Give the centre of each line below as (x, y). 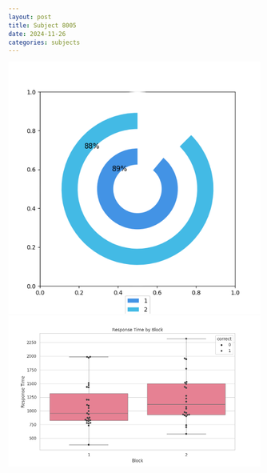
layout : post (30, 17)
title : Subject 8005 (43, 25)
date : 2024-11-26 (37, 34)
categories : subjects (44, 42)
